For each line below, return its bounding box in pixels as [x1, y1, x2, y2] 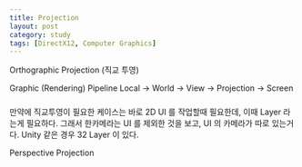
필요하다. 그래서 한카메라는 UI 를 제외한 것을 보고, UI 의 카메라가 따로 [25, 118, 270, 129]
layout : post [9, 22, 59, 31]
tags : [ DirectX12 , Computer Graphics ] [9, 38, 156, 48]
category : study [9, 30, 71, 39]
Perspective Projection [9, 147, 95, 159]
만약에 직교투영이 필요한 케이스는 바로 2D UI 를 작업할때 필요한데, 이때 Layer [9, 106, 282, 118]
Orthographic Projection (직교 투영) [9, 64, 139, 75]
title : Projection [9, 13, 79, 23]
